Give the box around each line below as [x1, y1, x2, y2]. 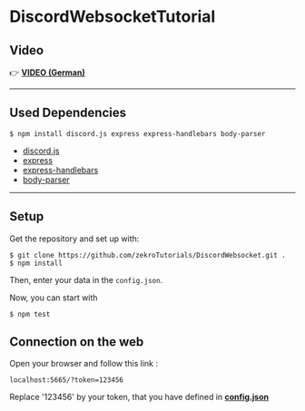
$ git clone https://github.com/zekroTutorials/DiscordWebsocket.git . [9, 250, 286, 259]
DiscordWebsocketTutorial [9, 6, 216, 27]
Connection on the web [9, 334, 144, 350]
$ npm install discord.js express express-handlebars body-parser [9, 129, 266, 138]
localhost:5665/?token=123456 [9, 376, 124, 385]
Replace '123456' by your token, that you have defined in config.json [9, 392, 270, 403]
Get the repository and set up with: [9, 233, 140, 244]
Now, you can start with [9, 292, 98, 303]
